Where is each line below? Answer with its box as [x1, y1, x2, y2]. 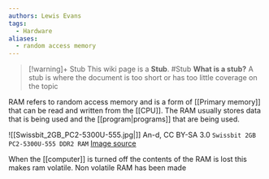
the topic [28, 82, 59, 92]
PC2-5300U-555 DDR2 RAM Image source [8, 139, 137, 148]
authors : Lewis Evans [8, 11, 82, 20]
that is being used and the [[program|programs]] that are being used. [8, 114, 240, 124]
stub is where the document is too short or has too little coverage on [28, 73, 258, 83]
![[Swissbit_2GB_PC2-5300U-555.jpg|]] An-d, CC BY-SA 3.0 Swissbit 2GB [8, 130, 256, 140]
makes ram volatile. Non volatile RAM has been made [8, 163, 187, 173]
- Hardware [15, 27, 53, 35]
